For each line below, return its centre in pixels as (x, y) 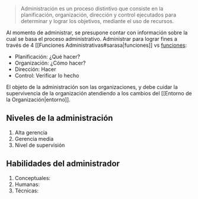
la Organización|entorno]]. (38, 99)
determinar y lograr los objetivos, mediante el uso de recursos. (97, 21)
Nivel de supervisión (40, 145)
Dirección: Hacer (35, 69)
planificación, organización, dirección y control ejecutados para (98, 15)
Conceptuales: (33, 178)
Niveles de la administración (60, 118)
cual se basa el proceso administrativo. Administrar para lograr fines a (92, 39)
